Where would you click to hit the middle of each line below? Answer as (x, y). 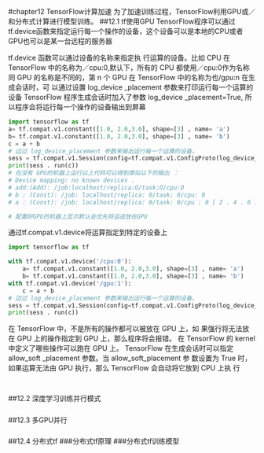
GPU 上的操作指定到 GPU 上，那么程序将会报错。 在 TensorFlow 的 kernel (136, 339)
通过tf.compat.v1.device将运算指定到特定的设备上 (88, 232)
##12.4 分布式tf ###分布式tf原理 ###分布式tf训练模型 (94, 441)
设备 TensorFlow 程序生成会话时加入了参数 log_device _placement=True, (126, 97)
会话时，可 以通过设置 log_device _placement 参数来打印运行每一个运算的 (134, 87)
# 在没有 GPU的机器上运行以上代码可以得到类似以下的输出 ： (93, 173)
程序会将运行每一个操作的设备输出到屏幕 (80, 107)
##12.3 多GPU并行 (38, 420)
